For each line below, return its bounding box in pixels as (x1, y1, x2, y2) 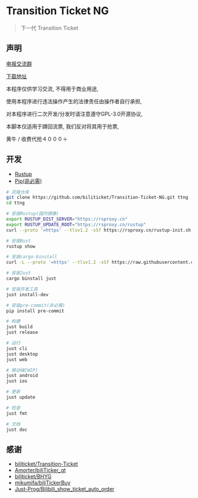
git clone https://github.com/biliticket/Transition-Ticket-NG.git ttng (6, 195, 189, 201)
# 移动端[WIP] (6, 367, 38, 373)
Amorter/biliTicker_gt (14, 467, 66, 474)
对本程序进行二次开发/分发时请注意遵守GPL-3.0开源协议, (6, 110, 143, 117)
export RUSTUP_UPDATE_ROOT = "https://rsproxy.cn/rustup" (6, 221, 146, 228)
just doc (6, 427, 28, 433)
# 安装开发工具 (6, 286, 38, 292)
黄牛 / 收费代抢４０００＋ (6, 135, 68, 142)
